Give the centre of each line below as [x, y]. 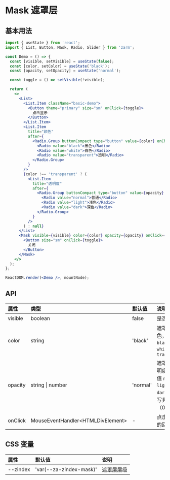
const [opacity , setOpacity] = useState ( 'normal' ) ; [66, 71]
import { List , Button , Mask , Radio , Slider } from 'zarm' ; [70, 47]
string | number [49, 385]
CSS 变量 [20, 444]
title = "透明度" [47, 183]
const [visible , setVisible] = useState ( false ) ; [62, 61]
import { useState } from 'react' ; [43, 43]
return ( [19, 89]
